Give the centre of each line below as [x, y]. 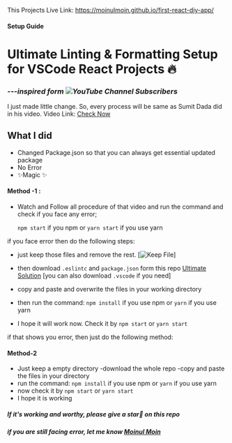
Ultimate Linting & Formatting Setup [113, 54]
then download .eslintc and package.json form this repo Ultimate [112, 269]
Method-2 [22, 353]
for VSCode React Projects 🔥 [92, 69]
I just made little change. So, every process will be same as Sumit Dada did [115, 107]
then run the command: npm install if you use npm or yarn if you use [117, 303]
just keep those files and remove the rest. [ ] [96, 255]
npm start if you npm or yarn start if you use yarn [90, 228]
